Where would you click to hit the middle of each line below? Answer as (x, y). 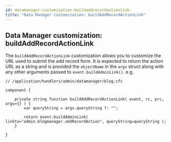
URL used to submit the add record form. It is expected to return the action (84, 61)
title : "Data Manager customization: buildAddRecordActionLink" (75, 15)
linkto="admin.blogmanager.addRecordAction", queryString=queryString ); (86, 122)
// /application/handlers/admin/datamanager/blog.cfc (64, 81)
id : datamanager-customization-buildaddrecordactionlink (68, 10)
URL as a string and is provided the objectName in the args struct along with (85, 66)
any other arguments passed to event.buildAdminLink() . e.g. (70, 72)
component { (18, 90)
